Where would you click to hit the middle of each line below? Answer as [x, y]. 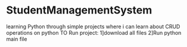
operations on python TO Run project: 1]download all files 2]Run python [94, 32]
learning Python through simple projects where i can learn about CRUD [93, 26]
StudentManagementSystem [79, 10]
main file [17, 39]
